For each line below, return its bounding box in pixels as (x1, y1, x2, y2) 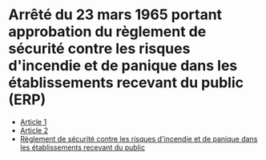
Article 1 (19, 117, 47, 126)
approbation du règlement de (8, 22, 207, 41)
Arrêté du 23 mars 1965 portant (8, 6, 223, 24)
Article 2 (19, 126, 48, 135)
